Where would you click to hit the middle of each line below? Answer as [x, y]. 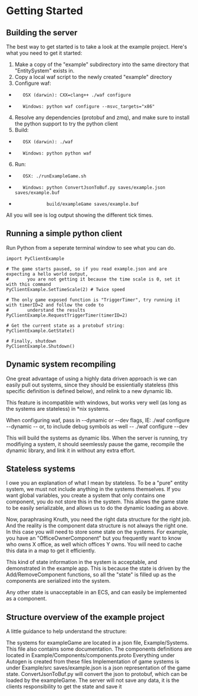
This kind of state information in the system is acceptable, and [82, 562]
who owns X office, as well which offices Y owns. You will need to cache [94, 545]
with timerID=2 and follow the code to [55, 305]
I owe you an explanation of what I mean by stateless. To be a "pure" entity [97, 483]
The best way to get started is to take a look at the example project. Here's [97, 47]
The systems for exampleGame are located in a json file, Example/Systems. [98, 643]
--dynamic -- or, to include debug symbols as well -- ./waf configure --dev [97, 426]
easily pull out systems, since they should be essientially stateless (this [92, 385]
